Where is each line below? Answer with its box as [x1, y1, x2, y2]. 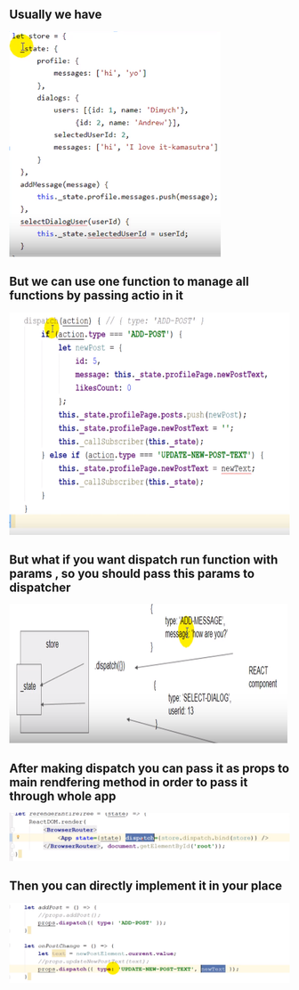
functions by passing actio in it [9, 288, 184, 304]
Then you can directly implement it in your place [9, 879, 283, 894]
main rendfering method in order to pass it [9, 775, 248, 790]
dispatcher [9, 580, 71, 596]
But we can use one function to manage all [9, 274, 249, 289]
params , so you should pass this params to [9, 566, 255, 581]
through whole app [9, 788, 117, 804]
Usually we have [9, 7, 102, 22]
